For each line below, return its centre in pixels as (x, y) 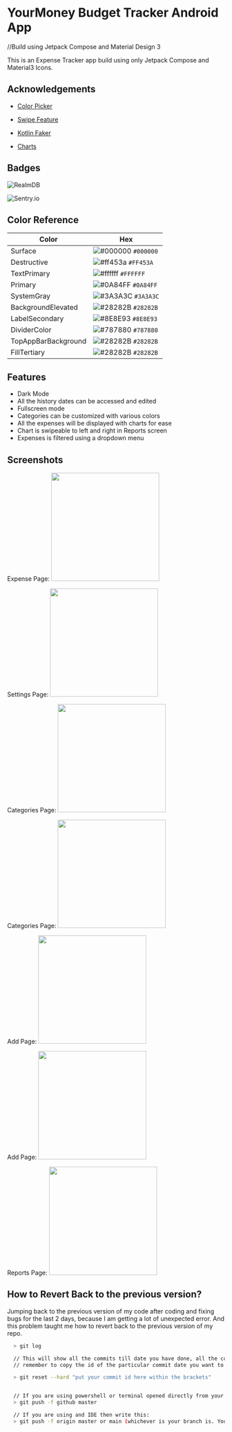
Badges (24, 168)
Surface (23, 251)
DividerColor (31, 330)
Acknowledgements (51, 89)
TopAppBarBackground (49, 341)
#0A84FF (145, 285)
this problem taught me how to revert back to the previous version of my (110, 1326)
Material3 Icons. (30, 67)
